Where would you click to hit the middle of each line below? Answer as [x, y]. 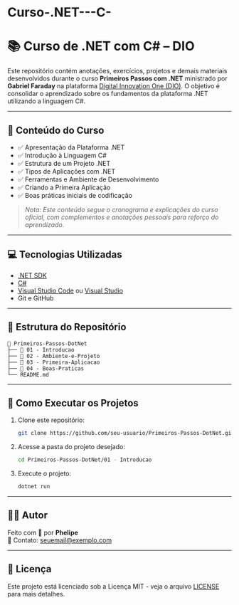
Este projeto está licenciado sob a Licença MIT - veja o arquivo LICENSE [113, 586]
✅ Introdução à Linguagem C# [62, 155]
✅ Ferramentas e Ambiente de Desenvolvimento [88, 179]
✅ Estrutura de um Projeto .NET [64, 163]
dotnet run [34, 487]
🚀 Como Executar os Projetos [73, 403]
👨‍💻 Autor [28, 516]
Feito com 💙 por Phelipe [43, 532]
